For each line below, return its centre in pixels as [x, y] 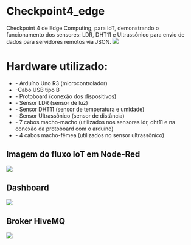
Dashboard [28, 188]
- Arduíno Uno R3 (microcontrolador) [61, 83]
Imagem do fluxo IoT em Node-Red [73, 154]
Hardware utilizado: [57, 67]
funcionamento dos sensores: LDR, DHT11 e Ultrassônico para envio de [95, 34]
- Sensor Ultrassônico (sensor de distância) [70, 115]
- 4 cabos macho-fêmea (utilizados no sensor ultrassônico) [90, 135]
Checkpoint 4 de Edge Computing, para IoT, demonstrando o [83, 28]
